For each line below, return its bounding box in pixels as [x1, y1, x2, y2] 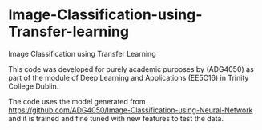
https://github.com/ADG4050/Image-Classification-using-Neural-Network [8, 105, 253, 115]
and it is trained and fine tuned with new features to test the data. [8, 113, 224, 123]
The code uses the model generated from [8, 97, 146, 106]
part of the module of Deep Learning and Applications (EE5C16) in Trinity [8, 73, 249, 82]
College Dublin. [8, 81, 59, 91]
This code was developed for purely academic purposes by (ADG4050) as [8, 64, 254, 73]
